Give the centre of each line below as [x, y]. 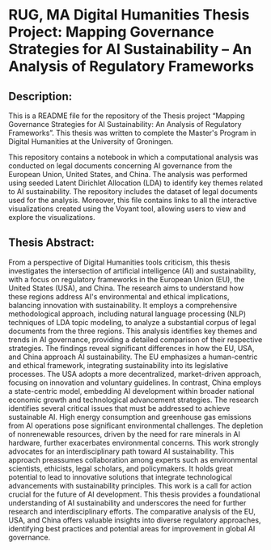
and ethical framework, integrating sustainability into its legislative [119, 365]
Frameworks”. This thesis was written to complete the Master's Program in [132, 133]
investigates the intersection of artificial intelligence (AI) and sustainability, [132, 271]
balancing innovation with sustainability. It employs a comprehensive [123, 305]
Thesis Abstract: [51, 243]
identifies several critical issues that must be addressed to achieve [119, 408]
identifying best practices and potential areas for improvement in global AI [132, 528]
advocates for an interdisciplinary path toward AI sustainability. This [121, 451]
